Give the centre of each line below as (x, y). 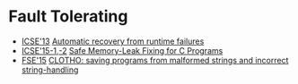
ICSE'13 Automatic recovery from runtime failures (113, 41)
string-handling (50, 70)
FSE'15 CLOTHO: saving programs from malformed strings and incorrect (155, 60)
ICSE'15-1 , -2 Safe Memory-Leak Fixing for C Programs (122, 50)
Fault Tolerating (68, 17)
